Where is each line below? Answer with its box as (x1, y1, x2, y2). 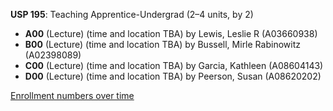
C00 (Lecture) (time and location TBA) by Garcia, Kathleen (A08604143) (24, 60, 324, 71)
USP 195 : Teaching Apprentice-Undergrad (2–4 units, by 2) (10, 9, 254, 20)
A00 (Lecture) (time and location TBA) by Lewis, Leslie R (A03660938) (24, 28, 318, 39)
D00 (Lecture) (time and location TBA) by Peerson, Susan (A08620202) (24, 70, 322, 82)
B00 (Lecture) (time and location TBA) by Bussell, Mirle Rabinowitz (24, 39, 301, 50)
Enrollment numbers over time (10, 90, 135, 101)
